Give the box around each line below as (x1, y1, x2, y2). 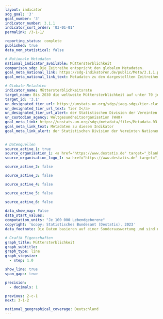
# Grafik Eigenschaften (5, 235, 53, 240)
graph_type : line (5, 249, 40, 254)
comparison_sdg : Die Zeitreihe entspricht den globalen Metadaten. (5, 65, 145, 71)
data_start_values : (5, 213, 45, 218)
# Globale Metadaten (5, 83, 47, 88)
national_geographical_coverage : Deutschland (5, 307, 98, 312)
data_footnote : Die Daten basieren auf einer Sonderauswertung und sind (5, 226, 155, 231)
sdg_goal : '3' (5, 12, 34, 17)
